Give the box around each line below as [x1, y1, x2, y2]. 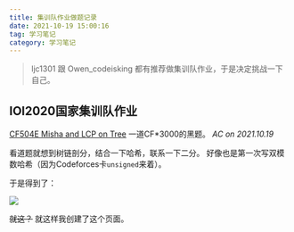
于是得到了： [9, 178, 56, 188]
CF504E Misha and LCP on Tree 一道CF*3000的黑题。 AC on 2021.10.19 [9, 128, 274, 139]
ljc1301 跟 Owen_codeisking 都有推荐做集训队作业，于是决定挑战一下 [30, 63, 283, 74]
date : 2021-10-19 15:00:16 [9, 21, 110, 30]
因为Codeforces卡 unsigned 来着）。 [39, 159, 167, 170]
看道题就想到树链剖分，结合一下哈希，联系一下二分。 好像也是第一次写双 [9, 148, 277, 159]
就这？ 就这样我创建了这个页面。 [9, 213, 129, 224]
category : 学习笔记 [9, 37, 77, 47]
